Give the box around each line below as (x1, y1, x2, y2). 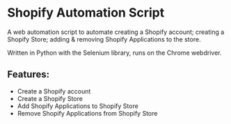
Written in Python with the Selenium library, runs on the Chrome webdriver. (7, 48, 222, 57)
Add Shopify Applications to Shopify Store (17, 102, 139, 110)
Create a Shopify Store (17, 94, 83, 103)
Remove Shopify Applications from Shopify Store (17, 109, 158, 117)
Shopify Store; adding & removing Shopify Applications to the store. (7, 35, 201, 43)
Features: (7, 69, 50, 80)
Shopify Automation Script (7, 5, 165, 21)
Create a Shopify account (17, 87, 91, 95)
